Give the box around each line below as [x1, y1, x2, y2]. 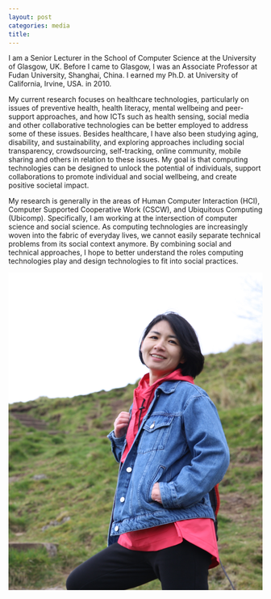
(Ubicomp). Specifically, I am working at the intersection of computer [8, 213, 238, 223]
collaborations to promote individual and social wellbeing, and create [8, 172, 237, 182]
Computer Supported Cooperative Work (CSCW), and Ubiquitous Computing [8, 205, 263, 214]
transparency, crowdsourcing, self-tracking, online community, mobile [8, 146, 242, 156]
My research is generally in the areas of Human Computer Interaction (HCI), [8, 196, 261, 206]
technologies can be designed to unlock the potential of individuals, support [8, 163, 261, 173]
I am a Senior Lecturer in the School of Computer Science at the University [8, 53, 256, 63]
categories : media [8, 21, 70, 30]
